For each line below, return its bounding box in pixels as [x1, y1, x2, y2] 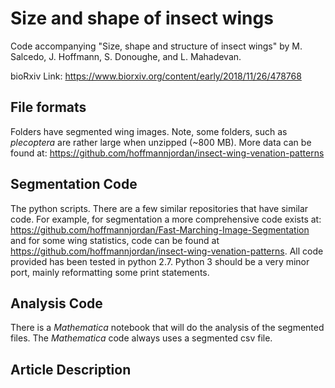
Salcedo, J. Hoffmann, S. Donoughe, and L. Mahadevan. [10, 50, 242, 62]
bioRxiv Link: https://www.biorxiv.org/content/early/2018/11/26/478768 [10, 70, 302, 82]
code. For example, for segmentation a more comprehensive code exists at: [10, 213, 322, 225]
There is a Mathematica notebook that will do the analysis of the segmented [10, 322, 325, 334]
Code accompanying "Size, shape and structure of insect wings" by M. [10, 40, 303, 52]
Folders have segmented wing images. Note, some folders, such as [10, 125, 288, 137]
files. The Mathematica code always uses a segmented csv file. [10, 332, 273, 344]
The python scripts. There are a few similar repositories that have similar [10, 202, 309, 214]
